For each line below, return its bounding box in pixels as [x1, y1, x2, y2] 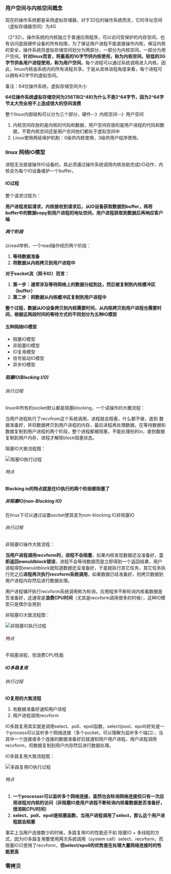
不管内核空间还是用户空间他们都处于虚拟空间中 [21, 128, 120, 134]
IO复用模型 [12, 349, 36, 355]
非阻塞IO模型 [12, 342, 40, 348]
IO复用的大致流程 [5, 695, 42, 701]
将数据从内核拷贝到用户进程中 [12, 260, 75, 266]
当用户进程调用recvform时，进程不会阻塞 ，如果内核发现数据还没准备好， [5, 552, 159, 558]
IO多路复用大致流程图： [5, 753, 55, 759]
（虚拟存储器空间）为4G [5, 23, 56, 30]
